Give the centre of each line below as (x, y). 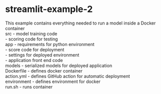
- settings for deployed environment (42, 55)
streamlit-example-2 (49, 9)
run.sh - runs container (29, 86)
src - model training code (31, 33)
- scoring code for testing (32, 39)
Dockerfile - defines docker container (44, 70)
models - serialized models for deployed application (59, 65)
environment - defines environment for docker (53, 81)
